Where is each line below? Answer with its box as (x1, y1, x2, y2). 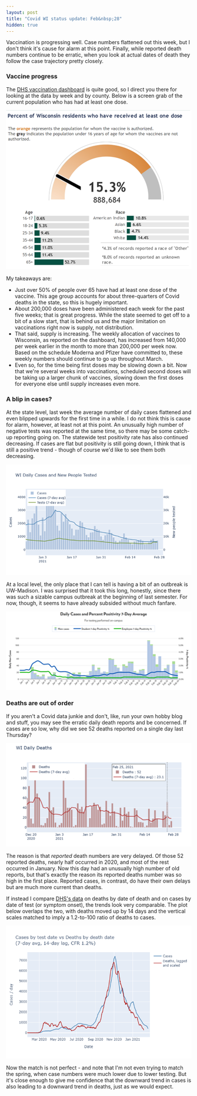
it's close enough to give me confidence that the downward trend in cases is (6, 1077, 192, 1084)
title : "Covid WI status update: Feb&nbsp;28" (6, 15, 122, 22)
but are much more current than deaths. (6, 884, 103, 891)
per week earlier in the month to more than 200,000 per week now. (14, 343, 178, 350)
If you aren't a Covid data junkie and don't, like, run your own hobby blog (6, 712, 183, 719)
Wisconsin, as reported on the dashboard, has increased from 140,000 (14, 337, 186, 344)
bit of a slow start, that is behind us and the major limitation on (14, 318, 166, 325)
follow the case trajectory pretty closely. (6, 58, 104, 65)
